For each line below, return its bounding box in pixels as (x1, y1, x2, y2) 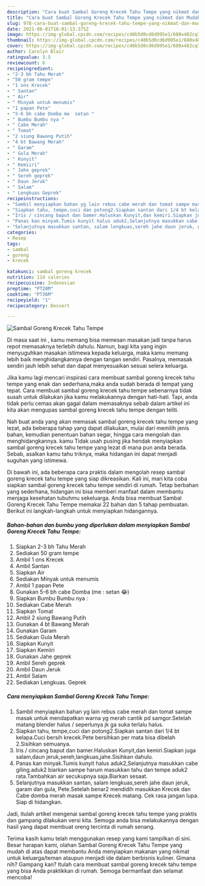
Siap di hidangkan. (15, 798, 63, 806)
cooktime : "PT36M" (7, 291, 54, 297)
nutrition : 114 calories (7, 274, 70, 280)
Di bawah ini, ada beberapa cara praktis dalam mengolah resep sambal (7, 469, 185, 476)
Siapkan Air (15, 569, 45, 576)
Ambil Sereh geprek (15, 659, 66, 666)
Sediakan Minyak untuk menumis (15, 575, 99, 583)
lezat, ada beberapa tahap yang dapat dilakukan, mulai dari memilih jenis (7, 424, 189, 432)
